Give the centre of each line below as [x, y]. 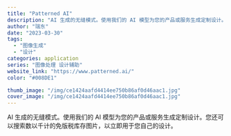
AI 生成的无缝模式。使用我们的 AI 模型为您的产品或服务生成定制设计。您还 [112, 117]
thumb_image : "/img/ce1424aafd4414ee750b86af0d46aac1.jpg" [94, 90]
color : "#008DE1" [32, 78]
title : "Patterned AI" [40, 13]
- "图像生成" [30, 46]
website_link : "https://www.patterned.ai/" [71, 71]
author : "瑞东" [28, 26]
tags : [15, 39]
